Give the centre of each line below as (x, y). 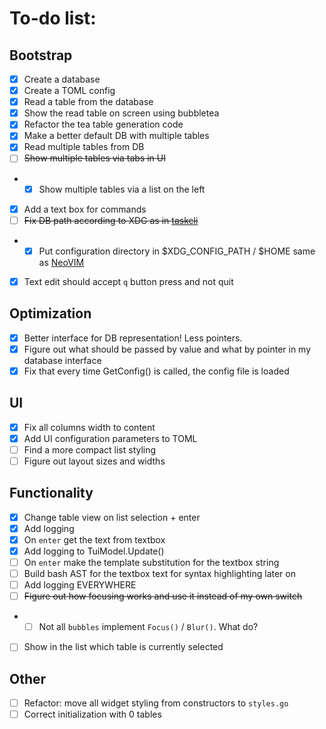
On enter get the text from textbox (94, 539)
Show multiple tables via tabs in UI (94, 158)
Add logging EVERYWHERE (80, 585)
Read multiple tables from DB (84, 147)
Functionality (51, 493)
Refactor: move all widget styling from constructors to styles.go (156, 703)
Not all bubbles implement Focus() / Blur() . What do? (148, 627)
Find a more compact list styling (90, 449)
